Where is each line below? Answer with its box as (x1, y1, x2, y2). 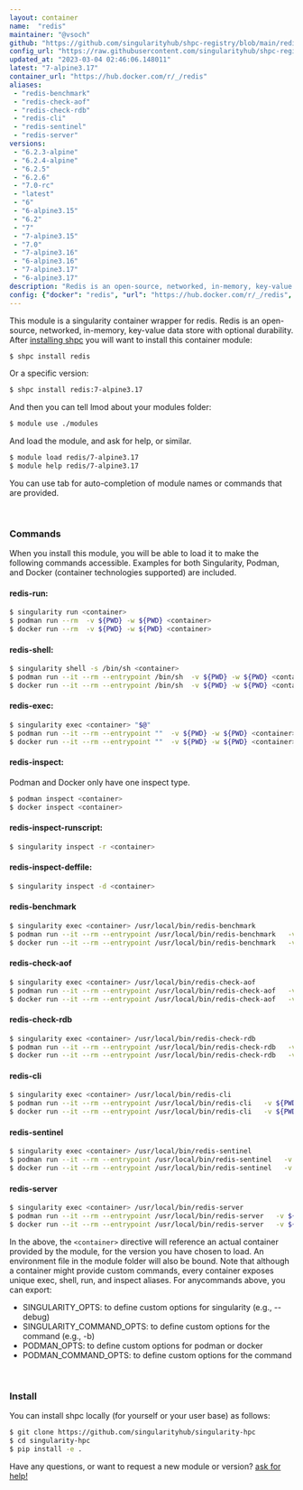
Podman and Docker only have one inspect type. (9, 777, 191, 787)
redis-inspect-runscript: (9, 823, 104, 833)
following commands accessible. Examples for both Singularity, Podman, (9, 557, 280, 569)
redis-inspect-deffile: (9, 861, 93, 872)
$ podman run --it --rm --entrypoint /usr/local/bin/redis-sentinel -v (9, 1155, 293, 1165)
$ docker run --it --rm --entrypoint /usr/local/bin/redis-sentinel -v (9, 1164, 293, 1173)
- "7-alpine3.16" (13, 248, 78, 257)
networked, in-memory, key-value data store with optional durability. (39, 324, 294, 335)
